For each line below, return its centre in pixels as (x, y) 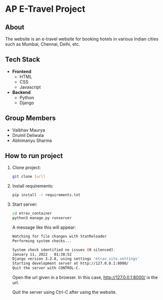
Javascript (30, 87)
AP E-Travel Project (45, 9)
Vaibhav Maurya (29, 130)
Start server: (25, 204)
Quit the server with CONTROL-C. (46, 268)
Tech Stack (23, 60)
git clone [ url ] (29, 177)
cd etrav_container (32, 214)
